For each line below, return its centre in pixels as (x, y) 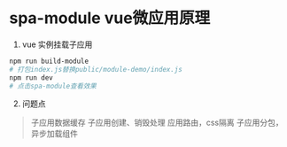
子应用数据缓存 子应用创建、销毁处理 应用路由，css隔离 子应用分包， (157, 123)
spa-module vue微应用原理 (110, 18)
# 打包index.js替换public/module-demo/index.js (96, 69)
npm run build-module (49, 61)
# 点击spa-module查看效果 (53, 86)
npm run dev (31, 77)
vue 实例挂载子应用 (57, 44)
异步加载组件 (54, 134)
